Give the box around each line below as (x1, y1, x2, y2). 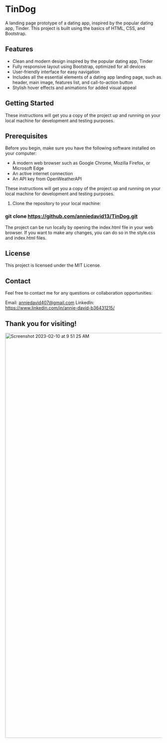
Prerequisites (5, 132, 48, 140)
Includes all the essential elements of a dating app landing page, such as (12, 74, 162, 80)
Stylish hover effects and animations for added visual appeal (12, 85, 137, 91)
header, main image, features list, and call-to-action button (12, 79, 133, 85)
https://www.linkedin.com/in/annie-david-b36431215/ (5, 305, 115, 311)
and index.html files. (5, 235, 47, 241)
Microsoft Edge (12, 165, 44, 171)
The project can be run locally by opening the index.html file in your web (5, 224, 154, 230)
